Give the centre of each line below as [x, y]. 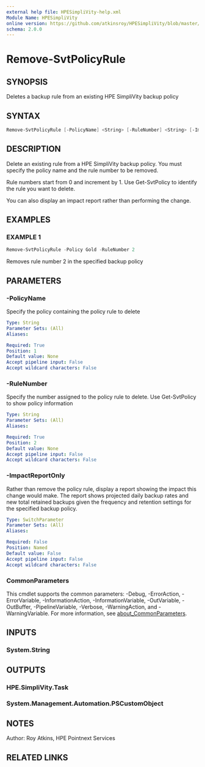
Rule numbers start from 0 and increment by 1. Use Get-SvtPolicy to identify [102, 182]
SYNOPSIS [27, 82]
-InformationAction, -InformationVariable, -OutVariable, [112, 600]
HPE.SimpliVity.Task [38, 687]
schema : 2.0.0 [24, 29]
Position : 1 [21, 351]
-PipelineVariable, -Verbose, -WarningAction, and [95, 607]
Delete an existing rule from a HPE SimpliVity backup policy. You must [94, 163]
